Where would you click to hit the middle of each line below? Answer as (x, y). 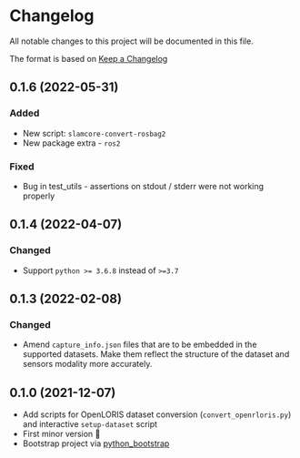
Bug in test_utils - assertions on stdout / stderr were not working (143, 186)
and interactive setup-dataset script (90, 424)
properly (39, 196)
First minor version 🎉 (61, 434)
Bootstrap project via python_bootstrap (96, 443)
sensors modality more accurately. (87, 364)
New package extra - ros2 (71, 143)
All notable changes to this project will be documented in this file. (132, 41)
